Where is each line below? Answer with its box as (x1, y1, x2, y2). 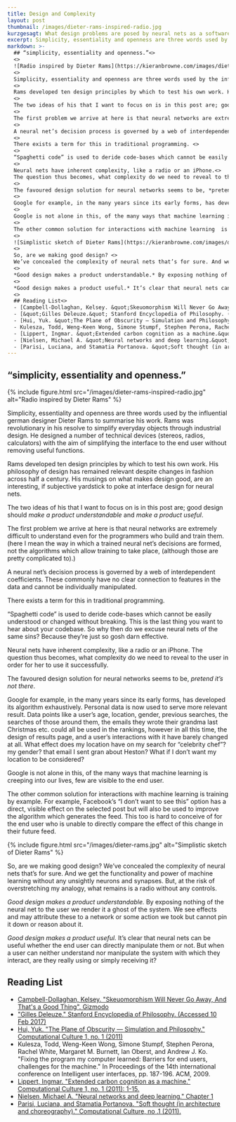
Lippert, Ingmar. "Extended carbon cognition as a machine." (17, 1077, 191, 1085)
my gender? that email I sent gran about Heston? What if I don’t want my (7, 748, 216, 756)
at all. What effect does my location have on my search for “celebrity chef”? (7, 740, 226, 748)
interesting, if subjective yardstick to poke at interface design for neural (7, 482, 214, 491)
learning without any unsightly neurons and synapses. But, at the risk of (7, 877, 216, 885)
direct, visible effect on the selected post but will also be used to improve (7, 805, 219, 813)
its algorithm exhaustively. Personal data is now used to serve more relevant (7, 703, 228, 711)
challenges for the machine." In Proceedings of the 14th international (17, 1062, 216, 1071)
